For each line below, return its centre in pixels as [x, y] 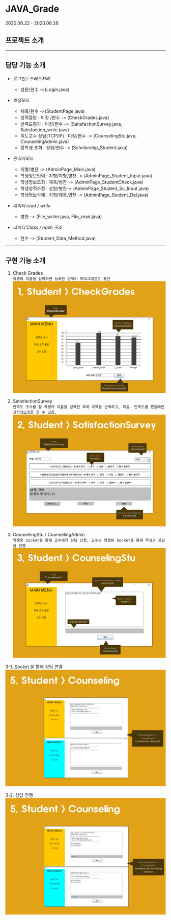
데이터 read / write [32, 205]
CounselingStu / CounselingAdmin [49, 535]
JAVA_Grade [32, 9]
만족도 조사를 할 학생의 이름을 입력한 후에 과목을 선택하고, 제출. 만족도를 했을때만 [88, 407]
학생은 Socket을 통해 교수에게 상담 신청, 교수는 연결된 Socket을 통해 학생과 [84, 540]
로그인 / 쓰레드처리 [31, 78]
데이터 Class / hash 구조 [37, 227]
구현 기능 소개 [25, 260]
